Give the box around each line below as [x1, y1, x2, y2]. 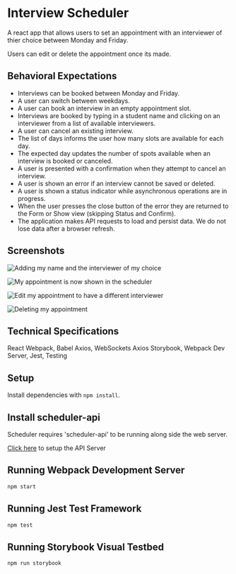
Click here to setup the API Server [7, 444, 106, 452]
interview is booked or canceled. [17, 156, 113, 165]
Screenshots [7, 245, 65, 257]
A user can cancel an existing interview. [17, 126, 134, 135]
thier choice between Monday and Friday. [7, 35, 129, 44]
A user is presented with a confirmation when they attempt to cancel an [17, 164, 226, 173]
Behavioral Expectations [7, 70, 117, 82]
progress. [17, 194, 46, 202]
